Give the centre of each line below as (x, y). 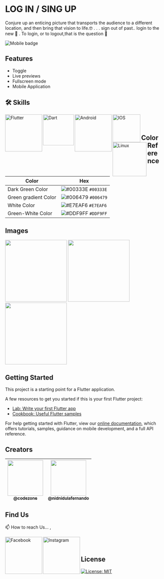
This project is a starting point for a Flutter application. (60, 390)
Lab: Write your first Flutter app (44, 408)
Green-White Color (30, 213)
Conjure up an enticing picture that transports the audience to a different (79, 23)
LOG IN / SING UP (41, 9)
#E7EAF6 (98, 205)
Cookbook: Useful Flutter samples (47, 414)
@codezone (25, 498)
